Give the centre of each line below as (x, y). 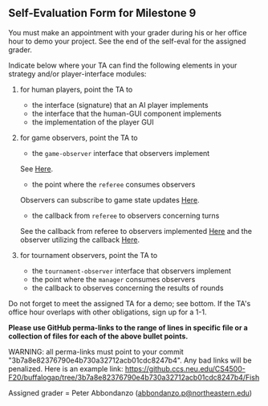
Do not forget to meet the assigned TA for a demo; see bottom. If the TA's (130, 303)
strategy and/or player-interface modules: (77, 74)
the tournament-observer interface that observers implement (131, 271)
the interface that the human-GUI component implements (127, 113)
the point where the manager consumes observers (114, 279)
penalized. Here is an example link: (66, 368)
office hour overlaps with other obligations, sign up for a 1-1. (108, 312)
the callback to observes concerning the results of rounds (128, 288)
